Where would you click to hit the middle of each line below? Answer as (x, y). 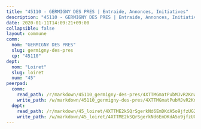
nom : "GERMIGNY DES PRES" (44, 45)
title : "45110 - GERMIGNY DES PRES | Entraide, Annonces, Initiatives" (97, 12)
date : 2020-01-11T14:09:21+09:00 (48, 23)
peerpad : (17, 84)
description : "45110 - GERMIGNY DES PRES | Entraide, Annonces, (88, 17)
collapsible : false (31, 28)
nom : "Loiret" (29, 67)
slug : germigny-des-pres (42, 51)
